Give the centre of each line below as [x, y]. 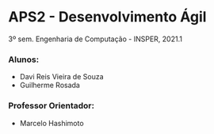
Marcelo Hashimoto [52, 123]
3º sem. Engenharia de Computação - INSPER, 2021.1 [95, 39]
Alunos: [24, 59]
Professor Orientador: [52, 105]
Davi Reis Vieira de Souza [62, 77]
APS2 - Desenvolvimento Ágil [107, 17]
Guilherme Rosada [50, 85]
